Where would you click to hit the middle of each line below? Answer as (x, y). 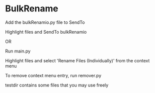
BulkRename (32, 9)
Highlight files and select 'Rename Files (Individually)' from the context (77, 60)
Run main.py (18, 51)
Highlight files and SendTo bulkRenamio (46, 32)
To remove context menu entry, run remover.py (53, 75)
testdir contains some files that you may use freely (57, 85)
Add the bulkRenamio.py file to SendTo (45, 22)
